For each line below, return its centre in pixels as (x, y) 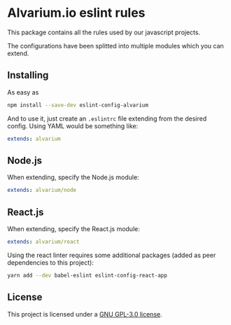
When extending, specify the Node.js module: (73, 177)
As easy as (23, 92)
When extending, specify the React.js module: (73, 229)
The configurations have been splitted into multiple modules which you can (115, 46)
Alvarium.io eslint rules (76, 13)
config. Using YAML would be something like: (73, 126)
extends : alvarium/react (43, 242)
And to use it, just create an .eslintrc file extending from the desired (107, 118)
